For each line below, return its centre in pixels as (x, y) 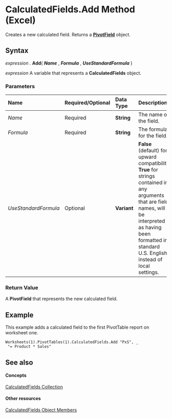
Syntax (17, 51)
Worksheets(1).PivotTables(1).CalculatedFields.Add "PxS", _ (72, 342)
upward (147, 157)
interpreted (152, 221)
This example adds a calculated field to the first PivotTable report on (77, 327)
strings (146, 176)
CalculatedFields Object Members (41, 410)
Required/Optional (88, 103)
